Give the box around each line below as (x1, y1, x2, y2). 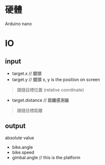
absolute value (5, 134, 34, 141)
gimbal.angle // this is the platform (12, 154, 81, 160)
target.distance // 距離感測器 (12, 97, 69, 103)
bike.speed (12, 149, 35, 155)
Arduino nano (5, 20, 32, 27)
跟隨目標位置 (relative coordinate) (16, 87, 84, 93)
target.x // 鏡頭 (12, 70, 42, 76)
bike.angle (12, 144, 33, 150)
